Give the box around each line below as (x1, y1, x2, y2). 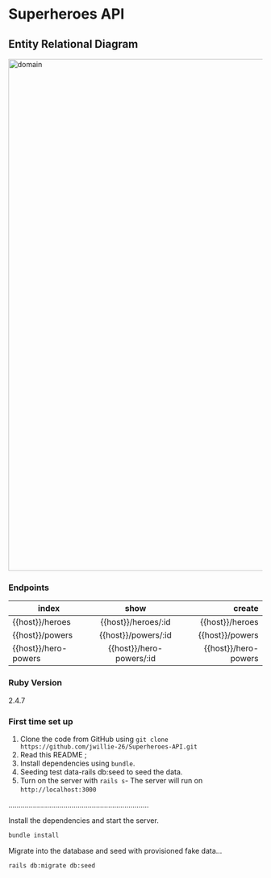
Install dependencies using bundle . (19, 758, 135, 768)
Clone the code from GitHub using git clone (19, 734, 169, 744)
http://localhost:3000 (19, 786, 97, 794)
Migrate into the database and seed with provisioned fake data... (8, 846, 223, 855)
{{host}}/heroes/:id (100, 617, 171, 628)
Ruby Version (8, 677, 63, 689)
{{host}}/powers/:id (99, 630, 172, 641)
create (233, 603, 259, 614)
